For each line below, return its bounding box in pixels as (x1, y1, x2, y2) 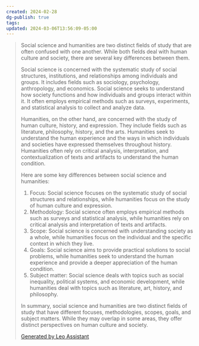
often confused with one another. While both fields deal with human (20, 48, 188, 55)
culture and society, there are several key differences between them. (20, 54, 190, 61)
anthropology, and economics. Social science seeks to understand (20, 85, 185, 92)
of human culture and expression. (29, 202, 113, 209)
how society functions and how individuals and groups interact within (20, 91, 192, 98)
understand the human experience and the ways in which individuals (20, 135, 189, 142)
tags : (6, 20, 20, 26)
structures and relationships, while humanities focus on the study (29, 196, 190, 203)
